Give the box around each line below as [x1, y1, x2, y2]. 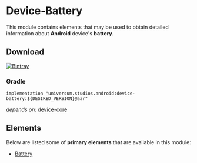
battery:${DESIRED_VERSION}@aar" [6, 96, 88, 102]
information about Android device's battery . [6, 29, 114, 36]
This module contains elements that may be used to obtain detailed [6, 24, 169, 31]
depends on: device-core [6, 106, 68, 113]
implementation [6, 91, 44, 97]
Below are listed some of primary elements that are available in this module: [6, 138, 191, 145]
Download [6, 47, 44, 57]
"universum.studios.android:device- [45, 91, 135, 97]
